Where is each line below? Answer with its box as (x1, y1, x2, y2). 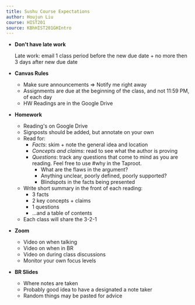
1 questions (32, 203, 60, 211)
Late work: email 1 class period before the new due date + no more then (14, 52, 188, 59)
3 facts (32, 191, 49, 198)
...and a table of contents (32, 210, 92, 217)
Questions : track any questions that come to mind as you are (32, 153, 178, 161)
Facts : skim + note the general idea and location (32, 141, 148, 148)
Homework (14, 111, 43, 118)
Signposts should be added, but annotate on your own (23, 129, 154, 136)
